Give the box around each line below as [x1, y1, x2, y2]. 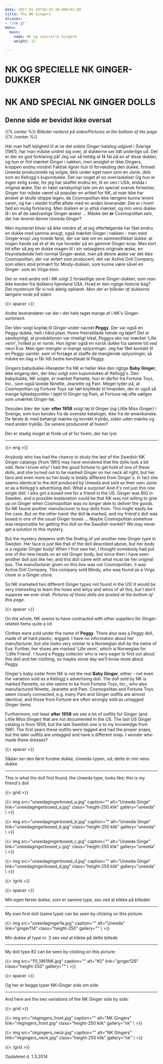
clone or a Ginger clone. [5, 572, 53, 578]
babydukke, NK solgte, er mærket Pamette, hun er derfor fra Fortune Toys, [5, 375, 154, 381]
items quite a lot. [20, 621, 53, 626]
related [5, 621, 19, 626]
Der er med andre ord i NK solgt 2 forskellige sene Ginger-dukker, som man [5, 276, 156, 282]
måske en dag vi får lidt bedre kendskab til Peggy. [5, 355, 105, 361]
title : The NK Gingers [5, 12, 51, 17]
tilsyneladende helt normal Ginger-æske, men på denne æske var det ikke [5, 251, 153, 257]
